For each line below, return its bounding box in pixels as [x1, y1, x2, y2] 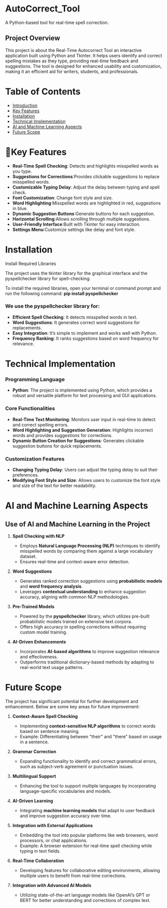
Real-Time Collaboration [12, 858, 64, 864]
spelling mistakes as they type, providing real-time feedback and [5, 58, 139, 64]
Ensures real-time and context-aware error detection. [19, 558, 130, 564]
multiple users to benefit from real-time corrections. [19, 873, 127, 879]
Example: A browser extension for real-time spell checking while [19, 843, 153, 849]
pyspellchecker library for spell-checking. [5, 275, 91, 281]
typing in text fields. [19, 848, 61, 854]
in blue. [12, 205, 28, 211]
